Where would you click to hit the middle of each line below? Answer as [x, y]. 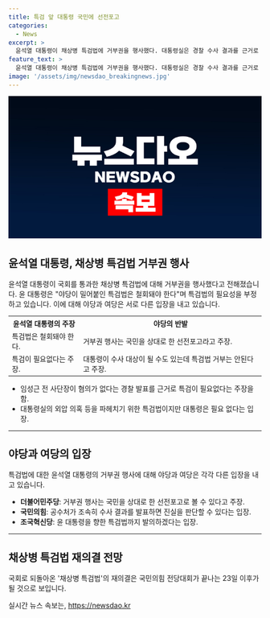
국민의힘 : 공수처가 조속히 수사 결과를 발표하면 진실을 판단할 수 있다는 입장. [135, 512]
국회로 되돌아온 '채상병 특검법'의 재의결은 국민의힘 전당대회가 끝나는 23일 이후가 [134, 579]
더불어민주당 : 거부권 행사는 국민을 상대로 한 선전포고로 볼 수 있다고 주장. [132, 502]
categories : [28, 25]
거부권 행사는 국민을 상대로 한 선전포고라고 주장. [158, 341]
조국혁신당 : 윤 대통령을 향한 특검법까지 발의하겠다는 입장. [109, 522]
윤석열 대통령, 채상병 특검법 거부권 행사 [99, 263]
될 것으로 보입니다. [37, 588]
